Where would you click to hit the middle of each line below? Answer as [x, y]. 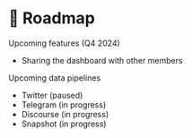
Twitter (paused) [52, 95]
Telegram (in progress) [64, 104]
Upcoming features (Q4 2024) [64, 43]
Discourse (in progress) [65, 114]
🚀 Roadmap [52, 18]
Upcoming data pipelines [55, 78]
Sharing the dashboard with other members [102, 60]
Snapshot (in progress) [64, 124]
